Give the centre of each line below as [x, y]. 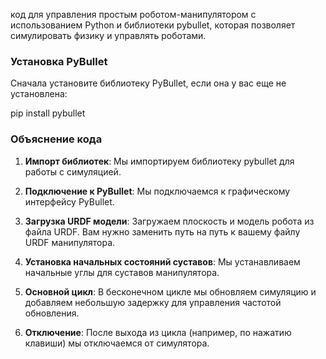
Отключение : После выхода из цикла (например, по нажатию [158, 332]
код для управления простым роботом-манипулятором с [133, 14]
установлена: [39, 94]
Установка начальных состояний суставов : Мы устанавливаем [162, 261]
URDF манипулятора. [70, 242]
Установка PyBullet [59, 61]
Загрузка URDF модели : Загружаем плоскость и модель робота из [169, 221]
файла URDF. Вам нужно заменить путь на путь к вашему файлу [162, 231]
